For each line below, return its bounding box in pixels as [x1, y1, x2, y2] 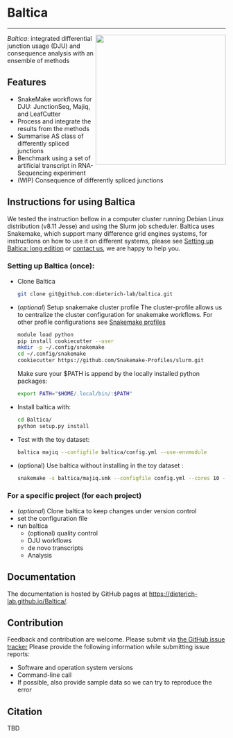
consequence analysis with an [7, 49, 94, 57]
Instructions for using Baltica [7, 196, 135, 208]
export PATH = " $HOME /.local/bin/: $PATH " [17, 391, 133, 397]
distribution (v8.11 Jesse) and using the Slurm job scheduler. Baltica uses [7, 222, 215, 230]
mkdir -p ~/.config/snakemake [17, 344, 105, 351]
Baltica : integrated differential [7, 34, 92, 42]
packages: [17, 377, 48, 386]
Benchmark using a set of [17, 154, 92, 162]
